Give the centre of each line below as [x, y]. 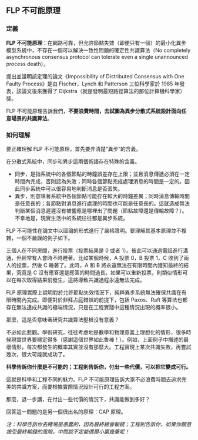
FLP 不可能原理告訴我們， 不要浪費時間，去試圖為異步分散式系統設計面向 [94, 111]
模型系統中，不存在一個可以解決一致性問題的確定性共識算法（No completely [98, 50]
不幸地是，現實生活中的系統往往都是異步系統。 [71, 218]
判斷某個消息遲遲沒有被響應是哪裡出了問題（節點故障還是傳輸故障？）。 [101, 210]
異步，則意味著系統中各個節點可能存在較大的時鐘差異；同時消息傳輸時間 [102, 196]
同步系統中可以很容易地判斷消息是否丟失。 [71, 188]
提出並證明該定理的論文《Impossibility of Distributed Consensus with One [95, 76]
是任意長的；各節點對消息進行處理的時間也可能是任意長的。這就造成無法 [102, 203]
